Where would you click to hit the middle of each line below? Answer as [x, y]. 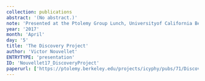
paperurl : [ [21, 69]
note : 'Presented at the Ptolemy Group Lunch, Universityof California [99, 23]
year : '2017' [23, 29]
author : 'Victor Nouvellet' [42, 52]
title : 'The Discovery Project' [47, 46]
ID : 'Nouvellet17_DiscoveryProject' [53, 63]
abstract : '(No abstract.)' [42, 18]
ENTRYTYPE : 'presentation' [41, 57]
